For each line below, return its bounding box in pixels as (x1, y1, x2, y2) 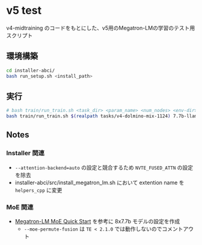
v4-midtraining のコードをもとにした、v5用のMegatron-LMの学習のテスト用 (6, 24, 195, 31)
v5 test (6, 4, 42, 17)
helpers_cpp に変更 (14, 186, 63, 193)
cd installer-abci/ (6, 67, 55, 73)
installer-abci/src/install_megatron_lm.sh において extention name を (14, 179, 185, 186)
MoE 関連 (6, 203, 34, 211)
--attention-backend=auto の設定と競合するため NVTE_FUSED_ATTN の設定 (14, 164, 194, 171)
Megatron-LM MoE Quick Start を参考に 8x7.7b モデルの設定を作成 (14, 218, 180, 225)
